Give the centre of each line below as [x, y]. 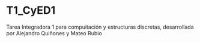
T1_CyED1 [31, 10]
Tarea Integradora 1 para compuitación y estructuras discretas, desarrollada [100, 27]
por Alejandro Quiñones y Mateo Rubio [54, 33]
